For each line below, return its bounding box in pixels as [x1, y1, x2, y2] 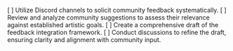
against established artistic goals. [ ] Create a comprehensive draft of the [7, 21, 219, 29]
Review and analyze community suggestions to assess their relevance [7, 13, 211, 22]
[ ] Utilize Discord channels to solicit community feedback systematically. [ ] [7, 6, 227, 14]
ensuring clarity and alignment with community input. [7, 36, 161, 44]
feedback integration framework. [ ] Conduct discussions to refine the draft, [7, 28, 227, 36]
